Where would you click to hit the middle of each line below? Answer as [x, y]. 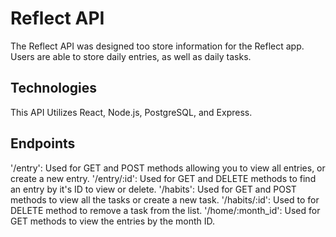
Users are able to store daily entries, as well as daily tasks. [131, 56]
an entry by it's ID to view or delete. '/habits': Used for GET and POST [153, 189]
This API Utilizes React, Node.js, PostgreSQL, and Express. [131, 112]
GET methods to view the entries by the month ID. [113, 221]
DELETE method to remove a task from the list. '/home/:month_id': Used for [165, 210]
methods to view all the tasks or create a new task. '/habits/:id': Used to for [165, 199]
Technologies [54, 88]
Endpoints [43, 143]
